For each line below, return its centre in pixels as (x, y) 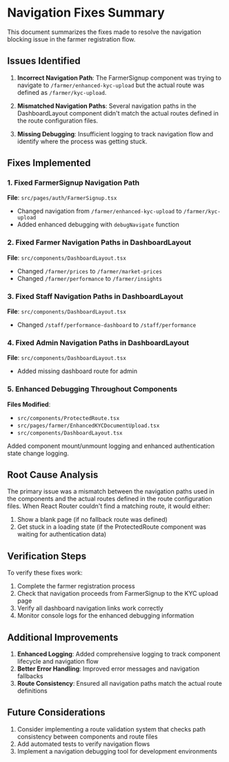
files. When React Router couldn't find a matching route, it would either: (109, 506)
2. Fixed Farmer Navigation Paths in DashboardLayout (99, 242)
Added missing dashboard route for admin (77, 371)
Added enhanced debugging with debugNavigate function (98, 225)
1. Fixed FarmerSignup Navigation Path (73, 183)
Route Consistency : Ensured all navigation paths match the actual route (119, 684)
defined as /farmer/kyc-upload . (62, 92)
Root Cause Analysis (53, 475)
